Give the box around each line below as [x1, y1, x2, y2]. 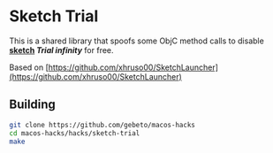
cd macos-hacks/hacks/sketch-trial [9, 128, 140, 138]
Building [9, 97, 56, 112]
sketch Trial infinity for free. [9, 44, 114, 55]
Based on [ [9, 62, 49, 73]
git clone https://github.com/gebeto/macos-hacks [9, 120, 196, 129]
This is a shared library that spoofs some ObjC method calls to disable [9, 35, 265, 46]
